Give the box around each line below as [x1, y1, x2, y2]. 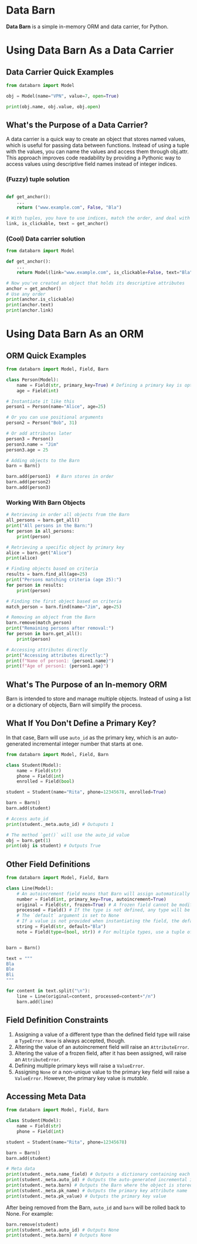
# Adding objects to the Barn [6, 457, 80, 463]
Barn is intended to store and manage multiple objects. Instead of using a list [6, 695, 191, 703]
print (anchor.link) [6, 307, 54, 313]
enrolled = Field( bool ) [16, 778, 75, 785]
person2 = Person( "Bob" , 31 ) [6, 420, 77, 426]
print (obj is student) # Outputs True [6, 843, 101, 849]
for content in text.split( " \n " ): [6, 988, 91, 994]
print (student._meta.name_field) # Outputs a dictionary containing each [6, 1171, 191, 1178]
